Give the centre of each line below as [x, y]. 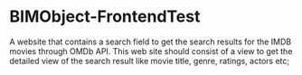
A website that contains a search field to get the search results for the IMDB [151, 42]
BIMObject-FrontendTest [105, 17]
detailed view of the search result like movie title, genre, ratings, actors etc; [150, 61]
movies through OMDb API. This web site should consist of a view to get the [151, 51]
